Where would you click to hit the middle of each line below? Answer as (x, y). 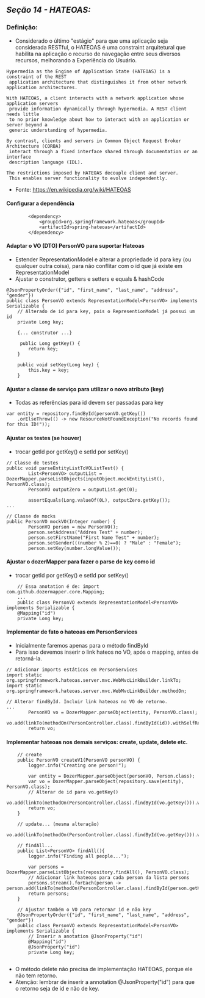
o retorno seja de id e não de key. (57, 989)
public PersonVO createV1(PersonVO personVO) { (79, 760)
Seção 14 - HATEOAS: (49, 10)
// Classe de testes (33, 463)
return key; (44, 349)
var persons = (46, 867)
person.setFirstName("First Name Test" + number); (94, 537)
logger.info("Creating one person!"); (77, 765)
